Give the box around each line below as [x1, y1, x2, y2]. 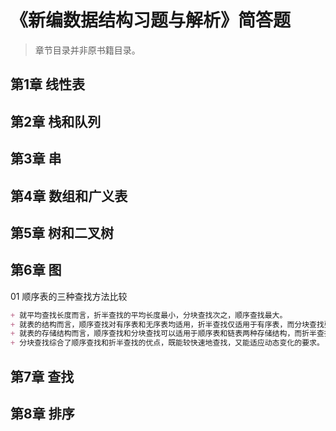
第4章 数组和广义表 [10, 187, 128, 205]
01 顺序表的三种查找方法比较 [10, 290, 128, 302]
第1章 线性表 [10, 76, 86, 93]
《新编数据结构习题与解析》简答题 [10, 9, 292, 32]
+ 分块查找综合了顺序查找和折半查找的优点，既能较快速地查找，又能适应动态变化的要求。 [10, 338, 325, 348]
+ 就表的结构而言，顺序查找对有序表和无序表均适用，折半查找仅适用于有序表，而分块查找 [10, 319, 325, 330]
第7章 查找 [10, 368, 75, 385]
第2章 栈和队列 [10, 113, 102, 130]
